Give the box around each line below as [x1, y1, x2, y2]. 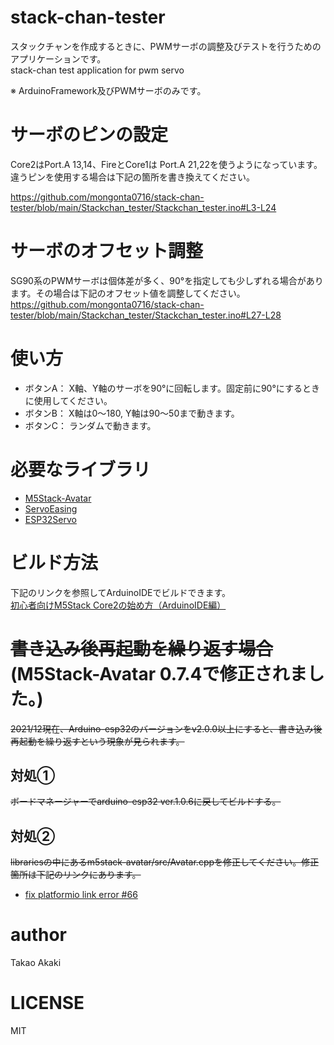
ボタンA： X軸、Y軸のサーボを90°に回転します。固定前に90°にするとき [24, 382, 320, 394]
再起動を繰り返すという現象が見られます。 [10, 735, 185, 747]
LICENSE [10, 992, 85, 1015]
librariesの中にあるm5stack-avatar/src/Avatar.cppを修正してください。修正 [10, 856, 320, 868]
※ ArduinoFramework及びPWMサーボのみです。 [10, 84, 207, 96]
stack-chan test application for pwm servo [10, 64, 185, 76]
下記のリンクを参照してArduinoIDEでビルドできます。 [10, 586, 232, 598]
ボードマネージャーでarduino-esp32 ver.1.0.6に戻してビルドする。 [10, 796, 282, 808]
